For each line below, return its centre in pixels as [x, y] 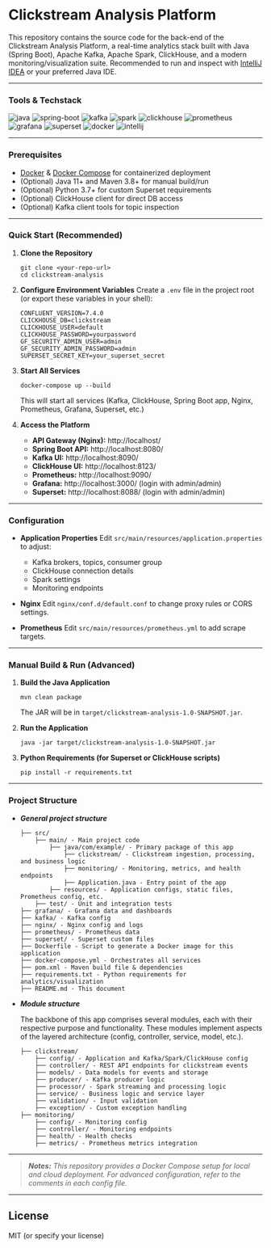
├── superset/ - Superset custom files [87, 939]
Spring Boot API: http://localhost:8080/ [98, 449]
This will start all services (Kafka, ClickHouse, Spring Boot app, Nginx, [137, 400]
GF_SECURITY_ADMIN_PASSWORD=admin [78, 348]
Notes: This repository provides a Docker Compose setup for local [139, 1166]
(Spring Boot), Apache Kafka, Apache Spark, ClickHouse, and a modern [128, 54]
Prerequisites [35, 155]
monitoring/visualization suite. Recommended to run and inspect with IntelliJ [135, 63]
